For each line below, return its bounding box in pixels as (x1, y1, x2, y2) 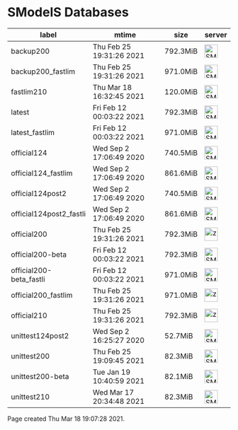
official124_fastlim (11, 168, 73, 178)
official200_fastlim (11, 290, 73, 300)
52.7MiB (164, 330, 193, 340)
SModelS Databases (7, 4, 129, 21)
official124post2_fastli (11, 209, 86, 219)
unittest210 (11, 392, 50, 402)
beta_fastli (11, 274, 45, 284)
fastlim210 (11, 86, 47, 96)
